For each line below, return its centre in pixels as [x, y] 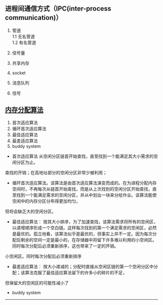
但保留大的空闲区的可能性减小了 [37, 283]
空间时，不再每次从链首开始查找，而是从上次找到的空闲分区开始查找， [82, 189]
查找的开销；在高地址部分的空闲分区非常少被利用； [56, 172]
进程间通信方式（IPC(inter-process [58, 9]
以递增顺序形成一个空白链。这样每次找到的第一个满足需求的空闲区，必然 [84, 227]
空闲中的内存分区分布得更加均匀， [46, 201]
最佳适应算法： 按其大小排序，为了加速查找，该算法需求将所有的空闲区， [85, 222]
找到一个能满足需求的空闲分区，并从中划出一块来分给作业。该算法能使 [86, 195]
